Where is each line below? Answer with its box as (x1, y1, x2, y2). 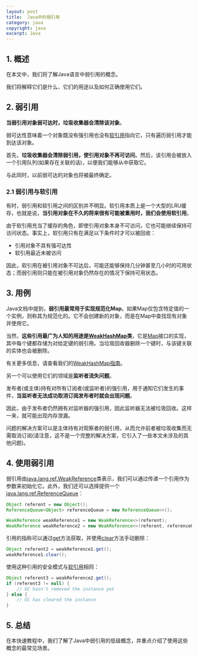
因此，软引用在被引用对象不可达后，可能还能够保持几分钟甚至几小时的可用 (6, 262, 187, 269)
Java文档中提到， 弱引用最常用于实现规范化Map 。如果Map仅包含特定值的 (6, 305, 184, 312)
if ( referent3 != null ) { (6, 580, 70, 586)
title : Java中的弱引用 (6, 14, 60, 20)
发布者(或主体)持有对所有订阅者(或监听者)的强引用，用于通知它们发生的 (6, 384, 179, 391)
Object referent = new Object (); (6, 501, 88, 508)
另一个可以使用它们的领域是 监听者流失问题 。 (6, 372, 115, 379)
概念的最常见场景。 (6, 644, 53, 651)
